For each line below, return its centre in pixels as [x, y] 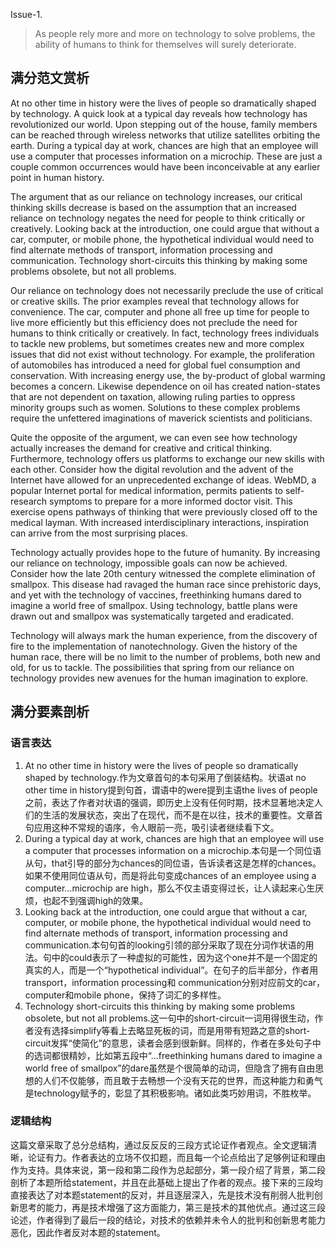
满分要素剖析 [50, 712]
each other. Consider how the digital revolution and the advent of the [152, 469]
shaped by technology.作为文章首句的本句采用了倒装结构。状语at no [165, 777]
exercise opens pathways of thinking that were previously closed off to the [164, 511]
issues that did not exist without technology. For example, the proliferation [163, 354]
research [29, 501]
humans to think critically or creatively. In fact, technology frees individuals [165, 333]
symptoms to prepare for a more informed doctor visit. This [171, 501]
